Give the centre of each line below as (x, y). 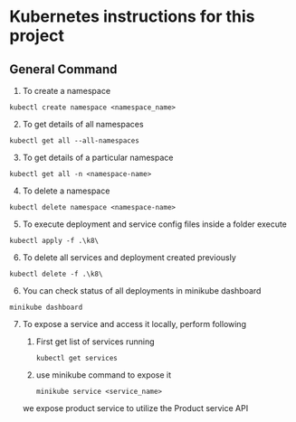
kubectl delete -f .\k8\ (56, 274)
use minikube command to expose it (104, 375)
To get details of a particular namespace (98, 157)
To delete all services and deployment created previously (129, 258)
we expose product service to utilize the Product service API (135, 408)
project (37, 36)
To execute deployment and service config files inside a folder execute (155, 224)
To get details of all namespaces (83, 124)
